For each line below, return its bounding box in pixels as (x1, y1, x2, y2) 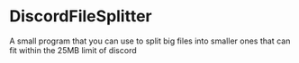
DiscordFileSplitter (9, 6, 152, 27)
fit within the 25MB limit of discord (9, 44, 137, 55)
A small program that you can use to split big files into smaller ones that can (9, 35, 291, 46)
